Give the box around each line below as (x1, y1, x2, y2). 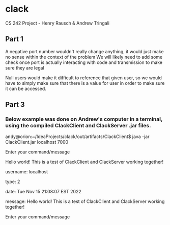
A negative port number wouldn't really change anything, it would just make (5, 48, 164, 54)
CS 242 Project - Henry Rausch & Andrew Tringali (5, 20, 109, 26)
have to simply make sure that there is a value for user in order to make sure (5, 80, 165, 86)
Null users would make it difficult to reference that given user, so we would (5, 75, 162, 81)
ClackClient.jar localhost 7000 (5, 139, 69, 145)
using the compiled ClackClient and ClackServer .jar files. (5, 122, 151, 129)
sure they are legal (5, 64, 44, 71)
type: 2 (5, 178, 20, 185)
